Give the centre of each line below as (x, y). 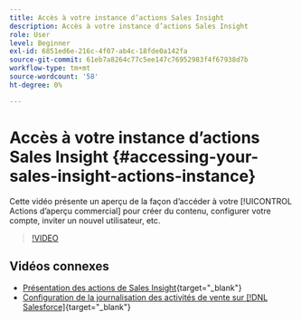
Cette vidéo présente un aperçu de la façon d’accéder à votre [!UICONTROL (150, 201)
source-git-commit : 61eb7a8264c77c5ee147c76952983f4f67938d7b (129, 60)
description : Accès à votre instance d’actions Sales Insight (129, 26)
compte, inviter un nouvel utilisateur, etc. (85, 220)
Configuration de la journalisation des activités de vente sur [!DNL (145, 297)
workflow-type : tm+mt (50, 69)
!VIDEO (45, 238)
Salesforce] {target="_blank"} (76, 307)
